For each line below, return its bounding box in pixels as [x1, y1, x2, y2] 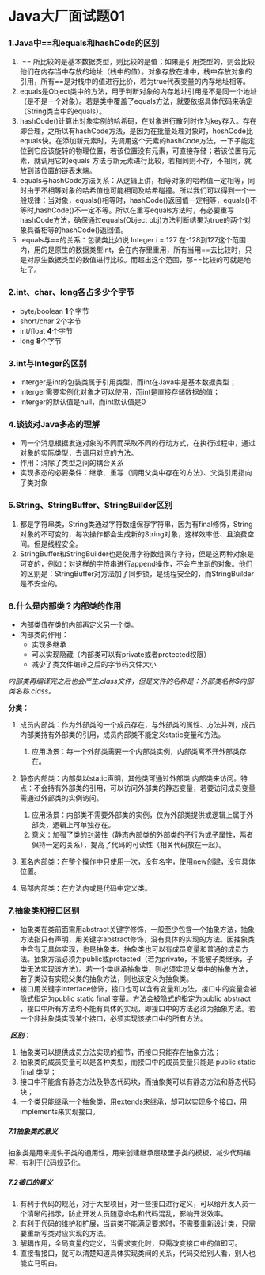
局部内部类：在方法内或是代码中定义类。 [19, 883, 152, 892]
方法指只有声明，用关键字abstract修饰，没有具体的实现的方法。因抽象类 [19, 934, 255, 944]
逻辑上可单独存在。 [52, 819, 115, 829]
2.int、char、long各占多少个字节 [8, 287, 134, 298]
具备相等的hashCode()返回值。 [26, 225, 128, 235]
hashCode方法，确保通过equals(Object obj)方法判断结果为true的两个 [19, 216, 244, 225]
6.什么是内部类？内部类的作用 [8, 600, 122, 611]
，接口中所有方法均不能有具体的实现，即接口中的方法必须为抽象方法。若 [19, 1004, 256, 1014]
